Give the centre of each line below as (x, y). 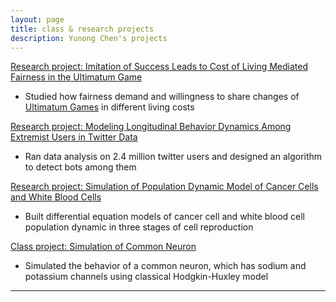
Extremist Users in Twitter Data (74, 137)
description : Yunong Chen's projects (89, 38)
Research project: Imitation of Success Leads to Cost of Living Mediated (159, 67)
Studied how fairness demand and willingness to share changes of (162, 97)
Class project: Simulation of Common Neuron (103, 247)
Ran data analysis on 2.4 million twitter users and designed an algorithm (173, 157)
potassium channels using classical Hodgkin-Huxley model (146, 277)
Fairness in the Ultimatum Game (76, 77)
